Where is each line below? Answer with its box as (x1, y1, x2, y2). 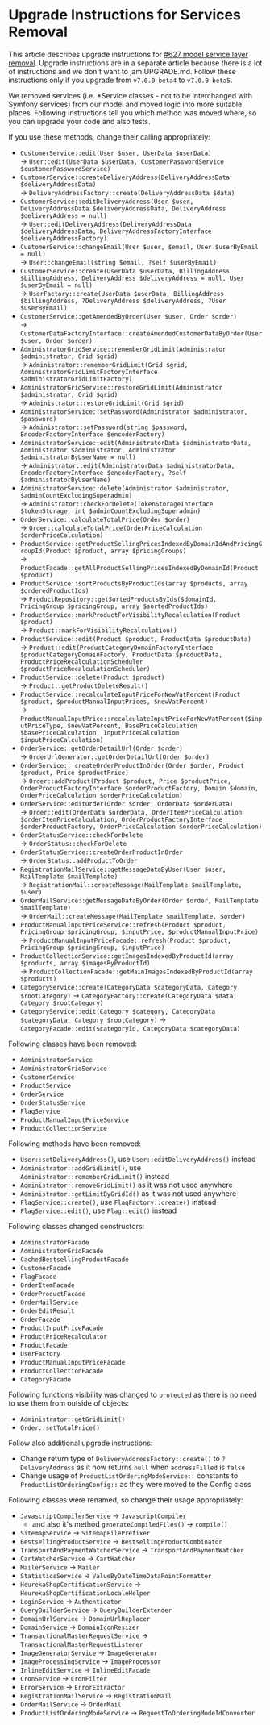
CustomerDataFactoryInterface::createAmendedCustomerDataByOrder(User (19, 329, 263, 338)
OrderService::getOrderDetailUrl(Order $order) (19, 744, 183, 752)
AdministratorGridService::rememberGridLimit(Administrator (19, 345, 226, 353)
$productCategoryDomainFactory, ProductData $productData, (19, 651, 223, 659)
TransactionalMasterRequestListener (19, 1640, 143, 1648)
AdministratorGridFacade (19, 1247, 104, 1255)
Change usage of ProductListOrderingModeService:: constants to (19, 1470, 239, 1481)
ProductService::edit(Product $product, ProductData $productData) (19, 635, 251, 643)
